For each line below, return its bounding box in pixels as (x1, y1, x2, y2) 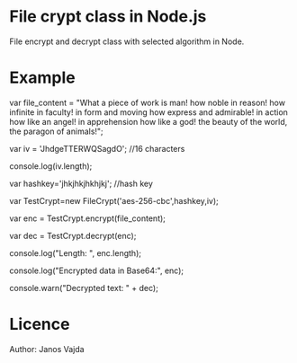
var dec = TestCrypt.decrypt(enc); (9, 230, 137, 241)
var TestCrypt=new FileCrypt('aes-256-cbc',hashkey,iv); (9, 195, 219, 206)
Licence (9, 314, 70, 334)
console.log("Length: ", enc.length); (9, 247, 142, 258)
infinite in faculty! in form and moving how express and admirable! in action (9, 106, 288, 118)
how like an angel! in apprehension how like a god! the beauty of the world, (9, 116, 288, 127)
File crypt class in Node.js (9, 6, 207, 27)
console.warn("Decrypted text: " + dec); (9, 282, 159, 293)
